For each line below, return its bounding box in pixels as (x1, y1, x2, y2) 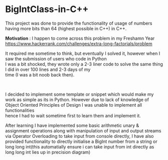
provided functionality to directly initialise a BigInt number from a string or (5, 138, 157, 144)
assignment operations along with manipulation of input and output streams (5, 127, 161, 134)
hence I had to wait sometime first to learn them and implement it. (5, 112, 141, 119)
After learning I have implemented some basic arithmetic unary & (5, 122, 139, 128)
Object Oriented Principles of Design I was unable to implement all (5, 102, 142, 108)
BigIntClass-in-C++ (5, 4, 89, 15)
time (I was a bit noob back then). (5, 71, 75, 77)
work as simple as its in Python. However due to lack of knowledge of (5, 97, 149, 103)
